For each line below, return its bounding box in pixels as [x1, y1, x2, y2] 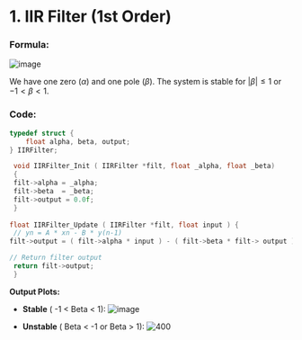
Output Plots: [9, 286, 60, 297]
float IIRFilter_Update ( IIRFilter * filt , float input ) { [9, 220, 240, 229]
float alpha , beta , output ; [25, 137, 130, 146]
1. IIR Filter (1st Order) [9, 6, 173, 27]
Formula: [9, 39, 49, 51]
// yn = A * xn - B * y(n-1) [13, 228, 123, 237]
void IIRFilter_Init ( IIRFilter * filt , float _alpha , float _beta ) [13, 162, 276, 171]
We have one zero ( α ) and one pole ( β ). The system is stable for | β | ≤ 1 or [9, 76, 282, 87]
